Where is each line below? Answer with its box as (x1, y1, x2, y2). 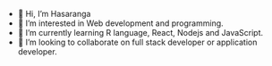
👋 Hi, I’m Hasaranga (17, 9, 91, 19)
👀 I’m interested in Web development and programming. (17, 18, 224, 29)
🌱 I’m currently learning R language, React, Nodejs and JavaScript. (17, 28, 264, 37)
